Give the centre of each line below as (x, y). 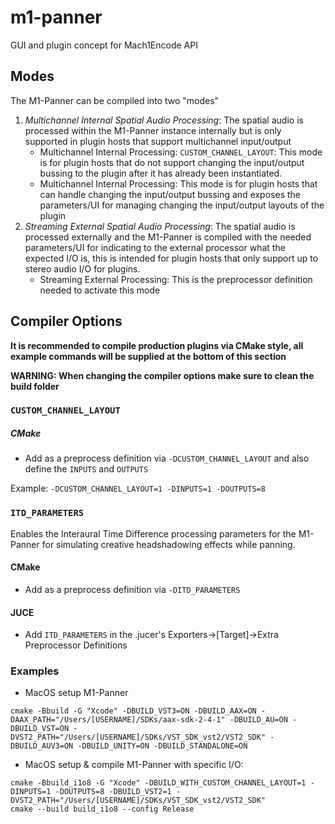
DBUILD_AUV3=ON (42, 746)
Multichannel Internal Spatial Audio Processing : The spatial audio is (164, 120)
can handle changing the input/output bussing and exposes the (170, 194)
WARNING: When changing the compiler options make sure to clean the (162, 375)
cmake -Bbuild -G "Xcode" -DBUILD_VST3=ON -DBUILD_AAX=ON (133, 711)
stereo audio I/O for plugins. (82, 268)
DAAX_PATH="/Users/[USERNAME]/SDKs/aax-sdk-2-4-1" (118, 720)
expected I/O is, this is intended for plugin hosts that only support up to (171, 258)
